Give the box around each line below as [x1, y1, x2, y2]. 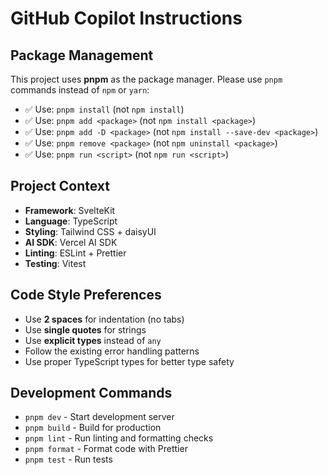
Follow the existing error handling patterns [24, 345, 200, 357]
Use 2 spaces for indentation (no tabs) [24, 313, 185, 325]
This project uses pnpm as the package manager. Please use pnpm [10, 73, 283, 85]
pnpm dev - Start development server [24, 411, 175, 423]
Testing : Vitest [24, 257, 87, 269]
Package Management [10, 47, 154, 64]
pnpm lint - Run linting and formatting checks [24, 432, 214, 444]
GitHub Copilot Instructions [10, 7, 243, 30]
